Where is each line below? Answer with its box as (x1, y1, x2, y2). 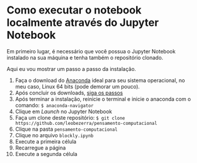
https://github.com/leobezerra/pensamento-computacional (15, 120, 158, 126)
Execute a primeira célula (15, 138, 77, 145)
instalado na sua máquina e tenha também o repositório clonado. (6, 54, 164, 61)
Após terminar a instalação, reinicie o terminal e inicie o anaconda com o (15, 95, 191, 103)
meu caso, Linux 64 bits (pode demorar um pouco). (15, 83, 140, 90)
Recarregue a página (15, 144, 66, 151)
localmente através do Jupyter (6, 16, 159, 29)
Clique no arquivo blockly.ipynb (15, 131, 94, 138)
